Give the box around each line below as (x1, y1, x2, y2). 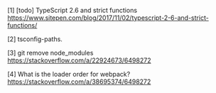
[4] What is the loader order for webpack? (7, 70, 131, 78)
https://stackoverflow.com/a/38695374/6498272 (7, 77, 151, 86)
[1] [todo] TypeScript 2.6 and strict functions (7, 6, 137, 14)
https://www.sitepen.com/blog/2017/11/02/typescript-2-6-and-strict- (7, 13, 210, 22)
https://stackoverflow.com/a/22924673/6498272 (7, 56, 151, 65)
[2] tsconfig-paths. (7, 35, 63, 43)
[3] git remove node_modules (7, 49, 94, 57)
